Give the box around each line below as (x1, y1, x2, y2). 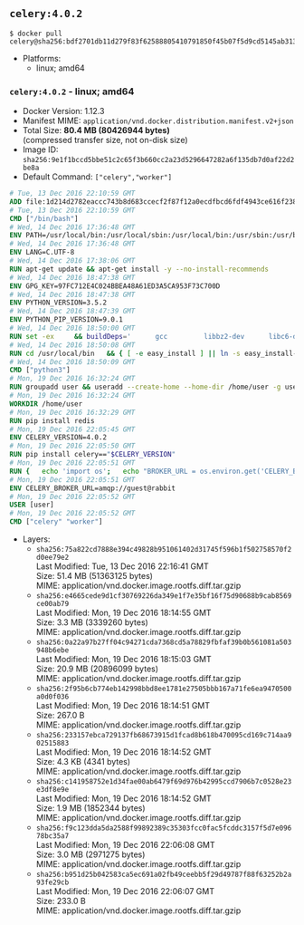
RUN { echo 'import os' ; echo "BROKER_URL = (9, 467, 196, 476)
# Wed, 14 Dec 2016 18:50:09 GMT (9, 357, 136, 366)
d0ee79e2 (35, 553, 70, 563)
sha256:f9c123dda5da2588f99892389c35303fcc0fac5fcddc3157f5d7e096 (35, 824, 292, 833)
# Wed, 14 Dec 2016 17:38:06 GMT (9, 256, 136, 265)
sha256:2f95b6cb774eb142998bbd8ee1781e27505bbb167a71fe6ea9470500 (35, 684, 292, 694)
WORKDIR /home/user (9, 399, 83, 409)
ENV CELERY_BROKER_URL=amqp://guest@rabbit (9, 484, 176, 493)
